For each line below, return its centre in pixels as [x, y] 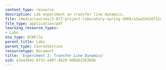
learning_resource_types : [32, 28]
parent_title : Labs [25, 42]
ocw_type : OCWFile [24, 37]
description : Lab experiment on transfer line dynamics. [65, 14]
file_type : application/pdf [34, 23]
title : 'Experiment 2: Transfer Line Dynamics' [55, 55]
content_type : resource [30, 10]
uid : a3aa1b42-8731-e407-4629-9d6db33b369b [51, 60]
